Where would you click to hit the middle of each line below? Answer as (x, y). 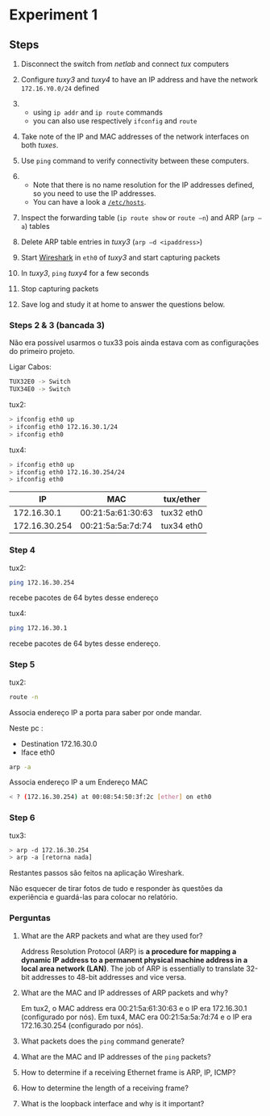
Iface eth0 (38, 752)
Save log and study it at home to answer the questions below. (123, 304)
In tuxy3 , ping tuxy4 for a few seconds (85, 273)
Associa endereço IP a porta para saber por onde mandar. (106, 712)
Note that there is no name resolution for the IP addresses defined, (143, 185)
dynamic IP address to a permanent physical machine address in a (134, 960)
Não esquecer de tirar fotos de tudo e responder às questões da (116, 889)
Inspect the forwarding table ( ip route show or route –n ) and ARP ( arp (137, 218)
